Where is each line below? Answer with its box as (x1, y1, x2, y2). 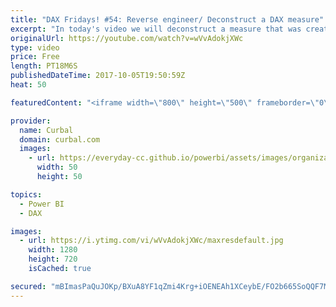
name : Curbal (19, 125, 74, 135)
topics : (10, 189, 43, 200)
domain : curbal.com (19, 134, 101, 145)
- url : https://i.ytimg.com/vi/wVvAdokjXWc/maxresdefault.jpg (19, 236, 284, 246)
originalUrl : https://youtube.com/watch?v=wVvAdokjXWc (10, 33, 244, 43)
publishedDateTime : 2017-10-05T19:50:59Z (10, 71, 186, 81)
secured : (10, 281, 47, 291)
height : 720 (28, 254, 78, 265)
